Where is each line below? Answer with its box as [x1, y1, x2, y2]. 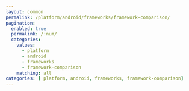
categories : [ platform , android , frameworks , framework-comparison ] [5, 75, 184, 81]
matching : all [16, 70, 52, 76]
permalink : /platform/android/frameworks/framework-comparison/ [5, 14, 170, 20]
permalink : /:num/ [11, 31, 58, 37]
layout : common [5, 8, 44, 15]
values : [16, 43, 36, 48]
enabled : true [11, 25, 46, 32]
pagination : [5, 20, 36, 26]
